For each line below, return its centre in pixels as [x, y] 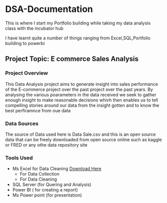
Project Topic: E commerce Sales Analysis [72, 59]
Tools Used [19, 158]
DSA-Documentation [49, 9]
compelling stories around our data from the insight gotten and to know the [82, 105]
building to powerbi [25, 43]
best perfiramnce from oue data [38, 110]
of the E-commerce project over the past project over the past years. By [79, 89]
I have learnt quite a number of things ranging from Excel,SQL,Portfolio [78, 38]
